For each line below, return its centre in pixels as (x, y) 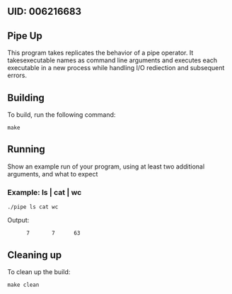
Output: (18, 220)
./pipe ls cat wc (33, 207)
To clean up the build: (39, 271)
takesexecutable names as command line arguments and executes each (112, 60)
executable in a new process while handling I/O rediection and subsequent (116, 68)
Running (27, 149)
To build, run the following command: (62, 115)
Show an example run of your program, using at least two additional (106, 166)
